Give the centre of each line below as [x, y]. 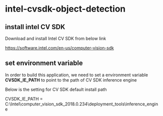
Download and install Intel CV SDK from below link [56, 38]
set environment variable [44, 63]
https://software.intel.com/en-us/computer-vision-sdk [60, 48]
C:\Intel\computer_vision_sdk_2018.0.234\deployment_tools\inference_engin [82, 104]
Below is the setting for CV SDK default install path [56, 89]
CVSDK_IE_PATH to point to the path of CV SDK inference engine [71, 80]
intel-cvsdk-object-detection [65, 9]
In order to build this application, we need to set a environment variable [77, 75]
